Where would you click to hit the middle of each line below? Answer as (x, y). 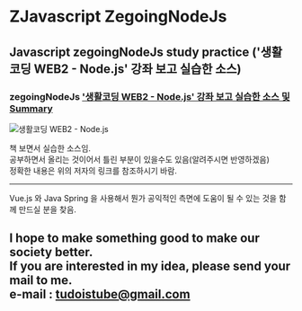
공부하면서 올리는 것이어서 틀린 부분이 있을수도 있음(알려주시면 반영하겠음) (139, 159)
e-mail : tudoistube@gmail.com (100, 294)
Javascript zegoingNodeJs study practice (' (135, 52)
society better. (51, 252)
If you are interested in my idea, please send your (150, 267)
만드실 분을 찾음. (47, 209)
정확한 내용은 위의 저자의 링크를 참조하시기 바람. (93, 170)
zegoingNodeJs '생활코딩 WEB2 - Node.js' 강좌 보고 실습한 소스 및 (150, 96)
